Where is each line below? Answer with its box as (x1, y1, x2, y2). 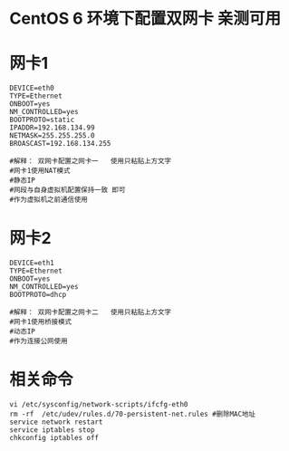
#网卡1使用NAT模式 (9, 167, 71, 176)
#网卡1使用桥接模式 (9, 318, 72, 327)
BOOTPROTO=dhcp (9, 291, 67, 300)
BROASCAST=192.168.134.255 (9, 139, 111, 149)
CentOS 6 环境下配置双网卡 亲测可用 (9, 8, 282, 29)
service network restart (9, 417, 103, 427)
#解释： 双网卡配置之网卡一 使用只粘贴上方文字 (9, 157, 172, 166)
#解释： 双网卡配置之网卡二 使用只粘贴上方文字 (9, 308, 172, 317)
